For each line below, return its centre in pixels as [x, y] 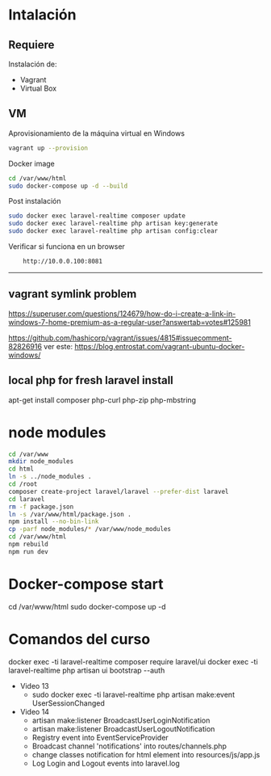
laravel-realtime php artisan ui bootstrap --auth [87, 670]
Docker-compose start [86, 584]
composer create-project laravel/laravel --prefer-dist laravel [119, 491]
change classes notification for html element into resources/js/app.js [146, 754]
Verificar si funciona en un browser [67, 247]
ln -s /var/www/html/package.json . [70, 514]
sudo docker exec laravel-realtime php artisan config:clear [113, 231]
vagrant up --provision [48, 148]
